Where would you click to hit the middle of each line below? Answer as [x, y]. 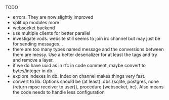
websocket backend [34, 28]
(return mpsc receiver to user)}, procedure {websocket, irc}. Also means [88, 87]
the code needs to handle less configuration [58, 92]
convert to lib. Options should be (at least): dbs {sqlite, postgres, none [86, 81]
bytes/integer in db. [33, 71]
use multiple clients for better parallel [51, 33]
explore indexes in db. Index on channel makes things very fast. [79, 76]
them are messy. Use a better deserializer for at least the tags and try [85, 55]
